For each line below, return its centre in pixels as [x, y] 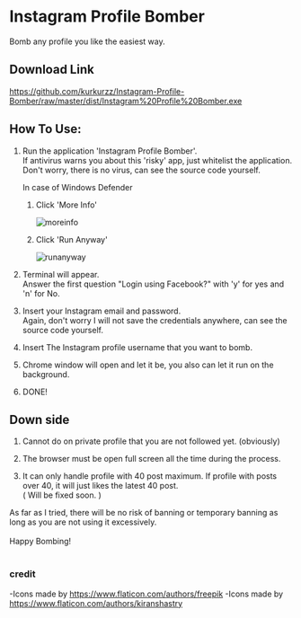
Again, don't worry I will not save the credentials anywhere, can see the [155, 320]
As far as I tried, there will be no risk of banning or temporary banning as [144, 513]
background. [46, 374]
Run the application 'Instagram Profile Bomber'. [110, 151]
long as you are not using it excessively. [83, 522]
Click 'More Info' [66, 205]
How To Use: [45, 129]
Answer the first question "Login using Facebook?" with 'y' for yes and [153, 284]
